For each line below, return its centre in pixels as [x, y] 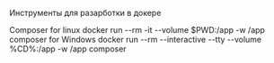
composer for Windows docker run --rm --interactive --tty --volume [136, 39]
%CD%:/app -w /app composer [68, 49]
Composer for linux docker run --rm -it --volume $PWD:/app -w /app [137, 30]
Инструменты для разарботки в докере [85, 13]
